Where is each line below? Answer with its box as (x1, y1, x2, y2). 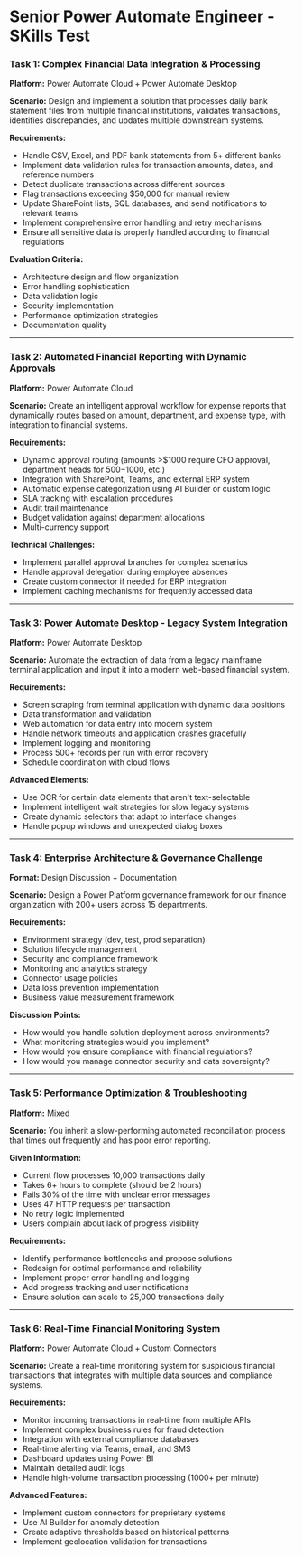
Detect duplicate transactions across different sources (22, 179, 225, 190)
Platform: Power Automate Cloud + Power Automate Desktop (9, 79, 237, 90)
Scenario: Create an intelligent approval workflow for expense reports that (9, 400, 287, 410)
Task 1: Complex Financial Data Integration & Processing (9, 58, 261, 71)
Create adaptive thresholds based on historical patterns (22, 1526, 230, 1537)
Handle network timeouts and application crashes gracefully (22, 728, 247, 739)
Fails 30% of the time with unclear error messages (22, 1189, 211, 1200)
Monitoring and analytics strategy (22, 963, 148, 974)
